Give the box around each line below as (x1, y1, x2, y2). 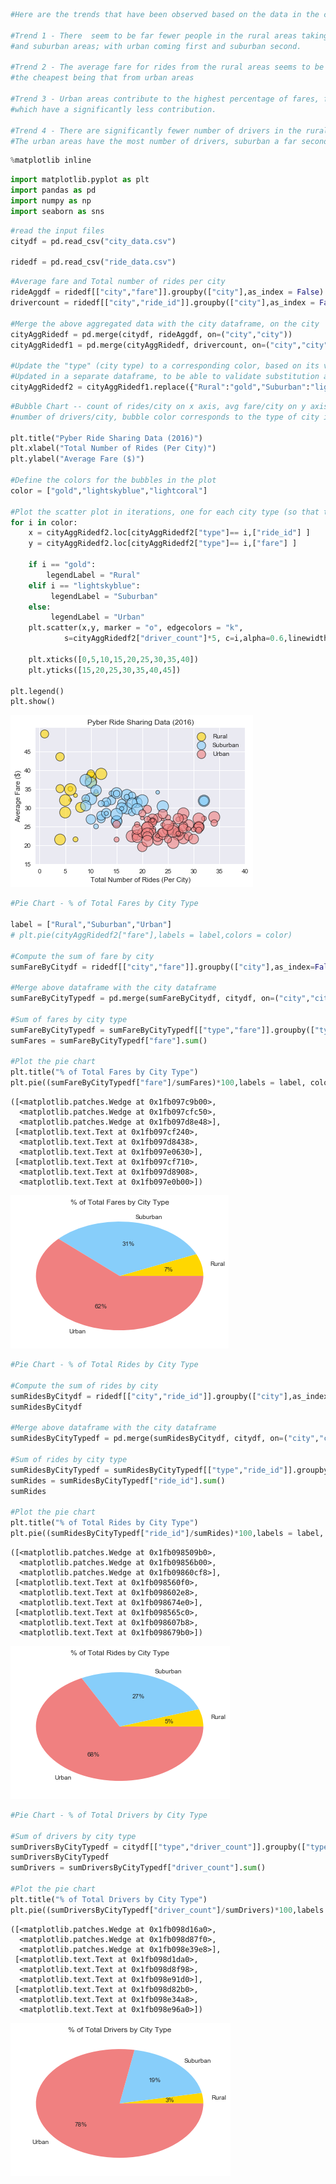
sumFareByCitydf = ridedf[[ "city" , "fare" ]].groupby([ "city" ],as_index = (10, 962, 315, 972)
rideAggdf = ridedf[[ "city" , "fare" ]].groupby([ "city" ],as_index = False (10, 287, 320, 298)
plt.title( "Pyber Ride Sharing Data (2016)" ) (10, 433, 203, 443)
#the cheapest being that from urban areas (10, 73, 195, 83)
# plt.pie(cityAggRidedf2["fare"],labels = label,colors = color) (10, 930, 293, 940)
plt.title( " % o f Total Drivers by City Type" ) (10, 1894, 208, 1904)
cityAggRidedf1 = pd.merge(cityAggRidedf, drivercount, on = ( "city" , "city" (10, 340, 329, 350)
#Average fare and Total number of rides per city (10, 277, 226, 287)
